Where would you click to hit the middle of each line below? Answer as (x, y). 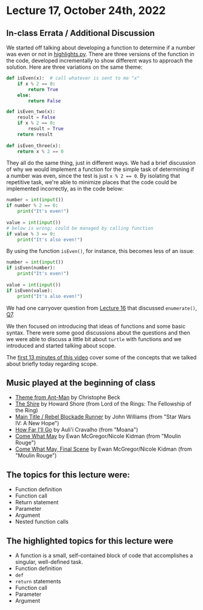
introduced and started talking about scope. (61, 345)
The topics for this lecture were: (68, 475)
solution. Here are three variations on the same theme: (74, 67)
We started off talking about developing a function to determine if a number (101, 47)
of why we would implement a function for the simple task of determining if (100, 169)
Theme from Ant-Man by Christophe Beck (67, 397)
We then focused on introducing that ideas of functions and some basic (96, 326)
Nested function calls (42, 522)
